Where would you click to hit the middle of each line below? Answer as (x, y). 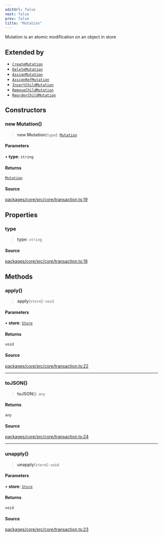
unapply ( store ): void (38, 465)
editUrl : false (20, 9)
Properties (21, 215)
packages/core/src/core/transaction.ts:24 (47, 437)
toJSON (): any (31, 394)
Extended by (24, 52)
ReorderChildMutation (34, 95)
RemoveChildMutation (33, 90)
